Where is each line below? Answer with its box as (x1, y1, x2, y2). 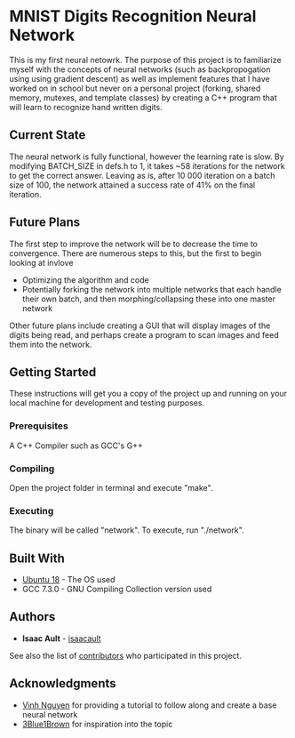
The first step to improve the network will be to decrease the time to (9, 238, 258, 249)
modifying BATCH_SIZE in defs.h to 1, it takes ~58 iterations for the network (9, 160, 286, 171)
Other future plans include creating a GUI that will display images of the (9, 320, 271, 331)
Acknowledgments (9, 676, 117, 691)
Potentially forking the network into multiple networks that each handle (21, 284, 282, 294)
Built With (9, 550, 65, 566)
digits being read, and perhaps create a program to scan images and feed (9, 329, 280, 340)
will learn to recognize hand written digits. (9, 101, 163, 112)
